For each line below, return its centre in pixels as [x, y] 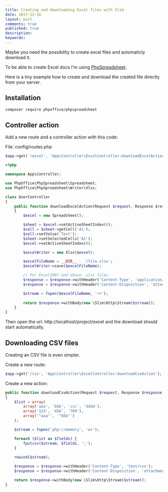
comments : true [21, 24]
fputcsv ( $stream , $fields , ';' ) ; [58, 443]
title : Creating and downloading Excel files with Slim [64, 10]
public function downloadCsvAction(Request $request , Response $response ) [85, 392]
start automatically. [25, 327]
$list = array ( [30, 402]
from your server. [23, 82]
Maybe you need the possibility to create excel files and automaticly [75, 52]
